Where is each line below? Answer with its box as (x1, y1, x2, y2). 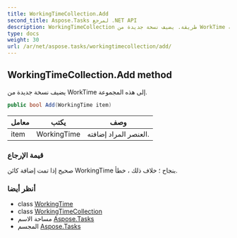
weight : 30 (7, 37, 39, 44)
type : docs (7, 30, 39, 37)
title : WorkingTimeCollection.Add (7, 10, 109, 18)
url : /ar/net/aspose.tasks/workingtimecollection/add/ (7, 43, 172, 50)
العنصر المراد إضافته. (87, 129, 150, 139)
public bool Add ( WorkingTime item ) (7, 101, 112, 108)
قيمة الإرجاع (7, 150, 44, 160)
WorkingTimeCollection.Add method (7, 69, 173, 81)
